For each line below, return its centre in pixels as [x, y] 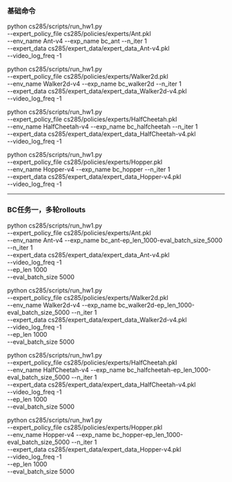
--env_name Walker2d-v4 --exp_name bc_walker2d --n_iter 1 [94, 84]
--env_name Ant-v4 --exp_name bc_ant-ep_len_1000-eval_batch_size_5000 [115, 240]
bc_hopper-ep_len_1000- [148, 434]
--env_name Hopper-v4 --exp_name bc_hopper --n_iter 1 [89, 169]
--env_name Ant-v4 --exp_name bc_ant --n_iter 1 [77, 41]
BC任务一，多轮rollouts [47, 210]
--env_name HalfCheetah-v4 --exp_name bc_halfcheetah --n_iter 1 [103, 127]
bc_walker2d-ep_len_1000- [156, 305]
